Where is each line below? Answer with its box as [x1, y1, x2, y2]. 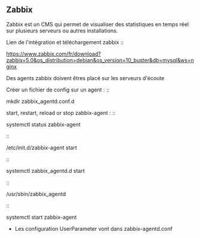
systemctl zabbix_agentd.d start [6, 167, 85, 174]
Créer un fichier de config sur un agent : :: [6, 86, 110, 93]
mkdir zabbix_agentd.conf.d [6, 97, 75, 105]
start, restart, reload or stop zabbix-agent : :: [6, 109, 116, 116]
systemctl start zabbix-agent [6, 213, 77, 221]
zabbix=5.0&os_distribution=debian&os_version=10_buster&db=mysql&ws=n [6, 56, 194, 63]
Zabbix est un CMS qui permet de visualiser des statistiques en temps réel [6, 20, 189, 28]
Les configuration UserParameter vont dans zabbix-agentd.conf [14, 225, 173, 232]
